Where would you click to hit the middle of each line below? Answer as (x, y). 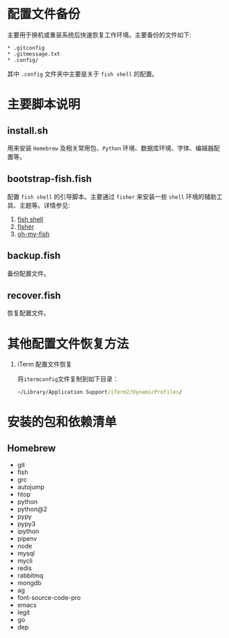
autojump (31, 487)
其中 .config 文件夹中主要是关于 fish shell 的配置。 (83, 74)
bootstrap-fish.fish (50, 179)
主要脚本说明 (44, 104)
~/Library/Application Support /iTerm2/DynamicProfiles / (100, 392)
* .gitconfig (26, 48)
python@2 (32, 509)
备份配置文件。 (28, 273)
